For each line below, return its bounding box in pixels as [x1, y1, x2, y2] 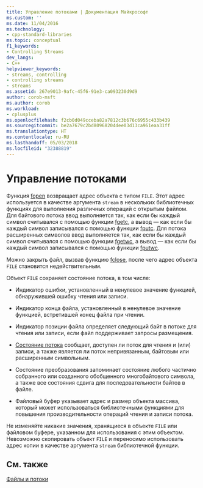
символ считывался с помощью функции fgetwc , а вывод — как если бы [6, 237, 196, 245]
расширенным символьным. [15, 354, 90, 361]
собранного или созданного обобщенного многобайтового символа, [15, 372, 195, 380]
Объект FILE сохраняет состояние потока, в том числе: [6, 274, 151, 281]
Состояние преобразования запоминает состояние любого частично [15, 366, 197, 373]
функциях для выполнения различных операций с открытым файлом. [6, 205, 188, 212]
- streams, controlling [6, 72, 67, 78]
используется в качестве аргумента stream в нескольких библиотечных [6, 198, 194, 205]
